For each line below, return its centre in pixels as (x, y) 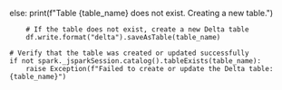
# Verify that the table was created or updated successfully (129, 53)
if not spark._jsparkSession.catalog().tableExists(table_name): (135, 61)
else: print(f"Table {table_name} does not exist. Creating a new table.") (141, 13)
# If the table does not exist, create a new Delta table (137, 30)
